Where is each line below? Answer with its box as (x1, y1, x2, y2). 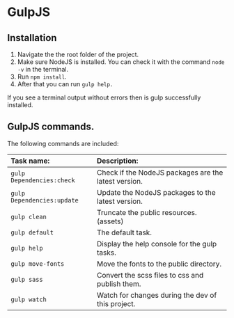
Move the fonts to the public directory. (96, 259, 222, 269)
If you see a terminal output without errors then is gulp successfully (7, 93, 201, 102)
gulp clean (10, 213, 47, 221)
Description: (96, 156, 139, 166)
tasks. (96, 248, 117, 257)
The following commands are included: (7, 139, 119, 148)
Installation (7, 32, 57, 44)
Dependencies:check (10, 176, 75, 184)
